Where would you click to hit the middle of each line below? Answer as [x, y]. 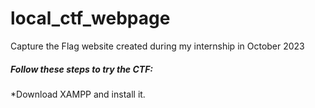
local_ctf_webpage [90, 18]
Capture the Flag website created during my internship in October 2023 [157, 46]
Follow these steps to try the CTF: [82, 69]
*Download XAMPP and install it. [78, 94]
